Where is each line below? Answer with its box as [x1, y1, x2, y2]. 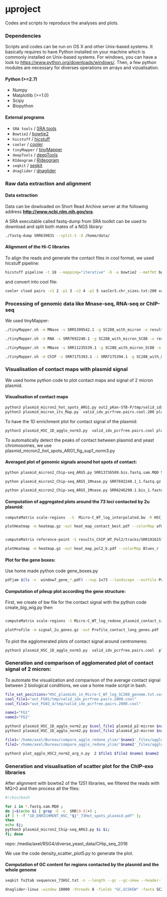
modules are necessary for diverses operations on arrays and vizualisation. [5, 65, 159, 71]
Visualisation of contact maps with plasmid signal [5, 366, 128, 373]
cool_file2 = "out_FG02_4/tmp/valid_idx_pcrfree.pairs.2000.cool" [5, 701, 141, 706]
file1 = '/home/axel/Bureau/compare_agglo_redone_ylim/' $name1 [5, 737, 135, 742]
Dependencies [5, 32, 41, 39]
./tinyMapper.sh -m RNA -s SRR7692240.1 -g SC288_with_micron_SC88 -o [5, 336, 155, 341]
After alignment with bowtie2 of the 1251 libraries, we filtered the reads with [5, 780, 160, 786]
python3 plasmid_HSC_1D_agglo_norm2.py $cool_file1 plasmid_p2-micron [5, 724, 155, 729]
